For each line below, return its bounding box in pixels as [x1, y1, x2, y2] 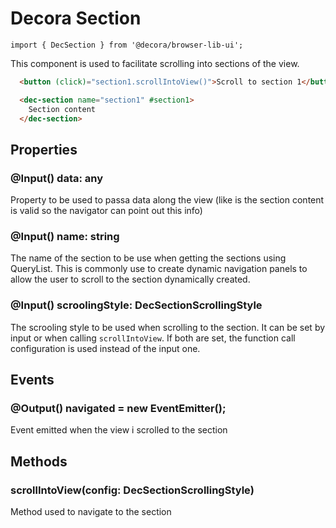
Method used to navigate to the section [10, 506, 172, 518]
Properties [10, 141, 78, 158]
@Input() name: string [10, 230, 120, 244]
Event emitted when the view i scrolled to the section [10, 424, 228, 436]
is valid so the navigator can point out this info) [10, 205, 203, 217]
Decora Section [10, 7, 142, 30]
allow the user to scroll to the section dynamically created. [10, 273, 251, 286]
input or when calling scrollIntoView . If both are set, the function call [10, 332, 296, 344]
